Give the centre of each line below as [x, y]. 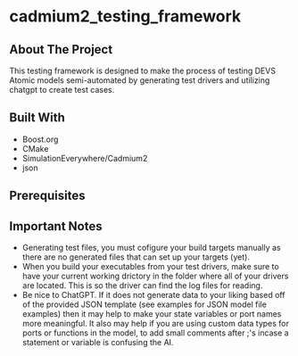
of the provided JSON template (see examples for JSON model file [145, 304]
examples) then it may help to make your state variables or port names [152, 314]
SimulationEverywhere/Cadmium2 [85, 158]
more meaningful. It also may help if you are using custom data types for [156, 324]
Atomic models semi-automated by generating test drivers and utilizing [140, 80]
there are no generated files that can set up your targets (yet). [136, 257]
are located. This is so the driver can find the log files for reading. [142, 286]
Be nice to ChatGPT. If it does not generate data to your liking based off [153, 295]
